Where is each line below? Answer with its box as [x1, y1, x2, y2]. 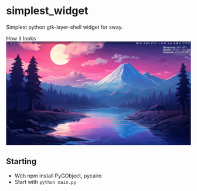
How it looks [6, 35, 36, 42]
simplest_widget [6, 4, 89, 18]
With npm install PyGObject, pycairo [14, 172, 102, 179]
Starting [6, 156, 37, 166]
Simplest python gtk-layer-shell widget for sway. [6, 23, 123, 30]
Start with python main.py [14, 178, 77, 185]
